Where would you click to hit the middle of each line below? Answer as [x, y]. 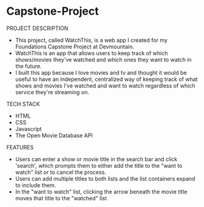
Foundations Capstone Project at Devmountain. [75, 47]
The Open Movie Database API [54, 135]
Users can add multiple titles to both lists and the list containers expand [105, 178]
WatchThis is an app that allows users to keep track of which [91, 53]
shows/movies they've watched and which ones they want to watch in [104, 59]
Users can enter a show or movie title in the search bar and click [96, 159]
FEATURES [20, 147]
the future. [28, 66]
